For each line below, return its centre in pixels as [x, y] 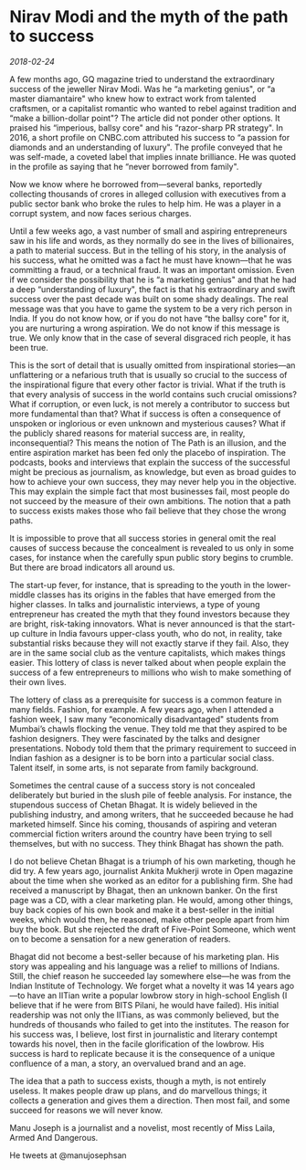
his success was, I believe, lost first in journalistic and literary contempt [143, 1034]
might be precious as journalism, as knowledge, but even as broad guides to [153, 471]
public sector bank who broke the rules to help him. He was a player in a [145, 204]
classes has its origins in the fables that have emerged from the [156, 595]
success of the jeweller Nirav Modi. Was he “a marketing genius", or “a [142, 89]
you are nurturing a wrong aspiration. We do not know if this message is [145, 328]
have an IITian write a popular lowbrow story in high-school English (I [157, 995]
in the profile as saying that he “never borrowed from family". [124, 166]
